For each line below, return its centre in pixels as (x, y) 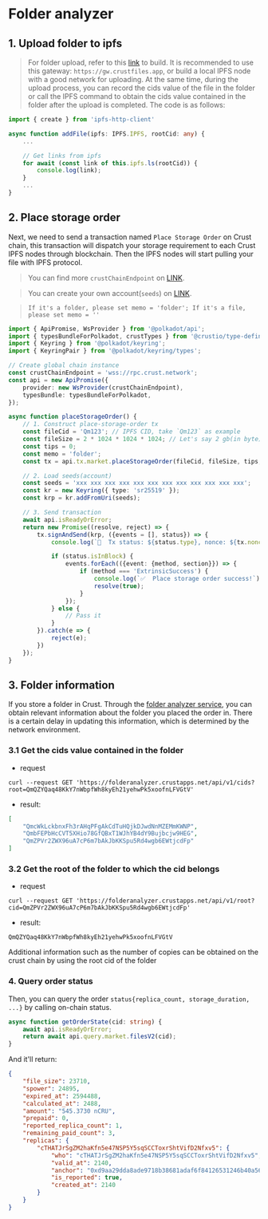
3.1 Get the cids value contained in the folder (96, 751)
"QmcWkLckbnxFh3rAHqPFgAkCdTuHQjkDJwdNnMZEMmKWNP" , (110, 826)
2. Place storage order (65, 217)
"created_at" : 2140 (83, 1185)
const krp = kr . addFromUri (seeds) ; (82, 498)
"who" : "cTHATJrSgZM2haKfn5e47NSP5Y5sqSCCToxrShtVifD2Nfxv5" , (156, 1155)
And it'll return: (33, 1059)
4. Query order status (51, 981)
